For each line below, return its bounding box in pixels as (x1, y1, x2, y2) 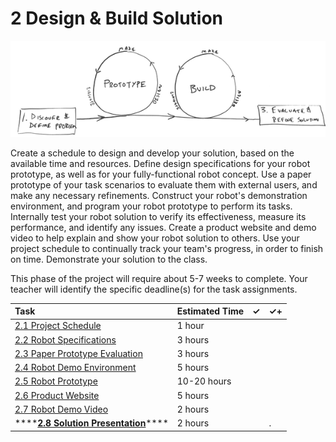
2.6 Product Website (14, 389, 100, 401)
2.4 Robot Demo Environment (14, 362, 137, 374)
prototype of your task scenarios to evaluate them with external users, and (10, 178, 318, 191)
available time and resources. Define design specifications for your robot (10, 157, 311, 169)
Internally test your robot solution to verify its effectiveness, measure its (10, 210, 307, 222)
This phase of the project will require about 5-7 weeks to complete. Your (10, 272, 308, 284)
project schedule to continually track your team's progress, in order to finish (10, 242, 324, 254)
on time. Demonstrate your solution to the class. (10, 253, 208, 265)
